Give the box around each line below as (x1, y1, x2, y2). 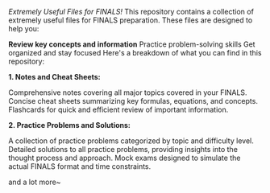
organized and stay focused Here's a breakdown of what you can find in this (8, 48, 262, 57)
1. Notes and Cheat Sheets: (8, 72, 101, 81)
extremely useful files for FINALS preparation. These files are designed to (8, 15, 253, 25)
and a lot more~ (8, 177, 61, 187)
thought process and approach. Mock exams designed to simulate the (8, 153, 241, 162)
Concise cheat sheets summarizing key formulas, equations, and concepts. (8, 96, 258, 105)
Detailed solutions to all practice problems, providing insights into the (8, 145, 238, 154)
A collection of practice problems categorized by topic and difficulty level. (8, 136, 254, 146)
